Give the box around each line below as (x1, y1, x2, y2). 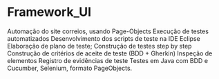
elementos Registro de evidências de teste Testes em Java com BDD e (7, 56, 209, 64)
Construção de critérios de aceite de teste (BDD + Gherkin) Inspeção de (7, 49, 213, 58)
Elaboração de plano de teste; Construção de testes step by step (7, 42, 192, 50)
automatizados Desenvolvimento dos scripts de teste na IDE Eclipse (7, 34, 200, 42)
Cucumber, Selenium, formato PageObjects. (7, 64, 133, 72)
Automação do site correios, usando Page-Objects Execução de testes (7, 27, 209, 35)
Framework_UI (7, 4, 92, 20)
